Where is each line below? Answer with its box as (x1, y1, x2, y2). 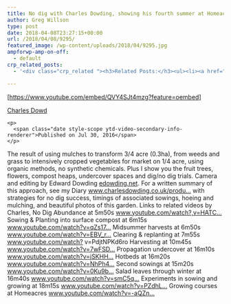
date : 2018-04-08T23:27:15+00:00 (7, 29, 103, 37)
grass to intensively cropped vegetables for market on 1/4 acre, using (7, 156, 204, 165)
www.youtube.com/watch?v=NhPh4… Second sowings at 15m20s (7, 259, 194, 267)
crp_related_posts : (7, 61, 63, 68)
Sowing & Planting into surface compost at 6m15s (7, 215, 148, 224)
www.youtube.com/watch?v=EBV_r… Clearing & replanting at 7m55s (7, 230, 201, 239)
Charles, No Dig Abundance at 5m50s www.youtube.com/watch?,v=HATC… (7, 208, 222, 216)
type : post (7, 23, 38, 30)
